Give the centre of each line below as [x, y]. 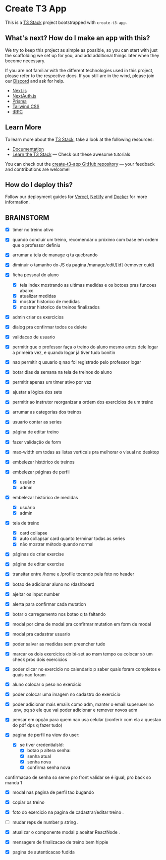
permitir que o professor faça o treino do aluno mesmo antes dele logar [85, 347]
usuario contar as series [37, 422]
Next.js [20, 91]
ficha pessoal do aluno [35, 275]
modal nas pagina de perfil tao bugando [53, 792]
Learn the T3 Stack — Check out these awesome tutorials [71, 154]
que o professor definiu [36, 245]
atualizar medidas [38, 296]
